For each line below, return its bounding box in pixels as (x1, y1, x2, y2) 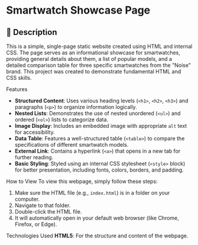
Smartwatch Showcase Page (6, 4, 151, 17)
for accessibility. (14, 128, 55, 136)
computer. (14, 196, 40, 202)
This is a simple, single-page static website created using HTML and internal (6, 43, 193, 50)
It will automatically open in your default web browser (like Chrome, (14, 214, 179, 221)
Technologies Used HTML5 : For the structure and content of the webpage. (6, 232, 189, 239)
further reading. (14, 154, 54, 160)
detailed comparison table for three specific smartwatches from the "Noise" (6, 62, 191, 69)
